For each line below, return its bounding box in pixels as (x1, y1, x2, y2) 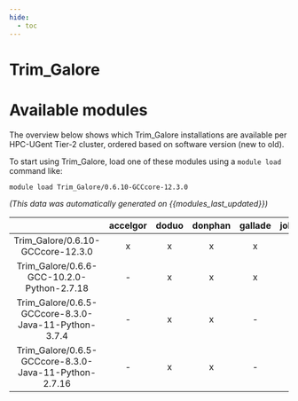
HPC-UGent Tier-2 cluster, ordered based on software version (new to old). (9, 138, 285, 149)
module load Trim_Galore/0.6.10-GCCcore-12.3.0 (9, 183, 189, 192)
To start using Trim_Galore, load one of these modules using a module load (9, 156, 282, 167)
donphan (192, 219, 231, 232)
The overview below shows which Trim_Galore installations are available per (9, 130, 287, 140)
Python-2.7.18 (25, 281, 89, 294)
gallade (239, 219, 272, 232)
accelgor (108, 219, 148, 232)
